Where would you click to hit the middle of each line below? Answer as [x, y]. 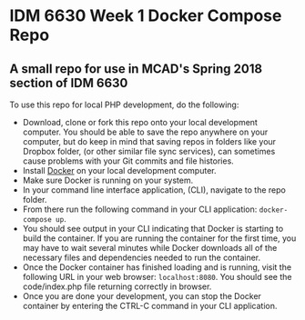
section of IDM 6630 [69, 83]
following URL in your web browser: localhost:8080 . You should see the [157, 277]
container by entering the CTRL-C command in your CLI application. [150, 306]
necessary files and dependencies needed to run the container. [142, 257]
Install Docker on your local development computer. [119, 170]
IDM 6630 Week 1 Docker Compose [146, 16]
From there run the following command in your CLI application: [140, 209]
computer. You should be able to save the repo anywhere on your [145, 132]
